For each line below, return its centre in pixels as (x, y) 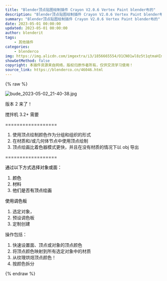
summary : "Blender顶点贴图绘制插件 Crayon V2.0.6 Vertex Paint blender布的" (83, 19)
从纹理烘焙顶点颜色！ (34, 257)
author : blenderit (24, 33)
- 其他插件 (24, 42)
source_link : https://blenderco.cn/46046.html (54, 70)
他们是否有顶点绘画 (32, 190)
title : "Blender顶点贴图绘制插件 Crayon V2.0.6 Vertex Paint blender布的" (81, 10)
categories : (17, 47)
